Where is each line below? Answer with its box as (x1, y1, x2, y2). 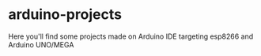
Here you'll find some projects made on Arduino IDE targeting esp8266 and (8, 32, 254, 41)
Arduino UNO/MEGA (8, 39, 74, 49)
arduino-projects (8, 6, 123, 24)
